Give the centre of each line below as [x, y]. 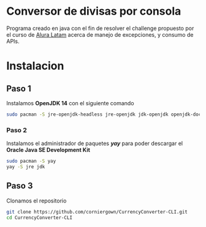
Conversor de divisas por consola [94, 11]
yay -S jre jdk [26, 166]
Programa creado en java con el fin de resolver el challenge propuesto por [100, 28]
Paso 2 [17, 130]
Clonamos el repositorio [36, 201]
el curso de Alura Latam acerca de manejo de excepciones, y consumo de [100, 34]
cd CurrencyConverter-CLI [39, 218]
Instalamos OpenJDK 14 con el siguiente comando [70, 103]
